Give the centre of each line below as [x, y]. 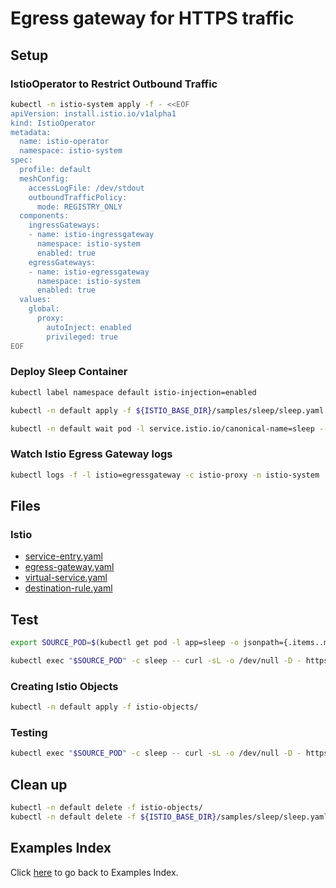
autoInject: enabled [89, 327]
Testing [29, 732]
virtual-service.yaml [66, 578]
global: [44, 309]
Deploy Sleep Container [69, 372]
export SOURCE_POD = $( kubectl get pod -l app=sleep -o [125, 643]
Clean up [39, 784]
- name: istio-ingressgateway [91, 235]
